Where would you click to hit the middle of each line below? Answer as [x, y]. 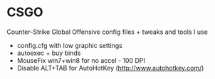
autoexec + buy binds [49, 53]
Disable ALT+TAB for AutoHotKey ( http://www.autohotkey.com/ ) [110, 68]
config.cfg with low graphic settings [69, 45]
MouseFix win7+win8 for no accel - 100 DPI [81, 60]
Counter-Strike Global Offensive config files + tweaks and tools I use [107, 32]
